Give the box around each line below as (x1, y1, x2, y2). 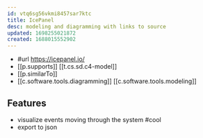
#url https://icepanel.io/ (17, 55, 86, 63)
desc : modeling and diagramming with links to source (7, 23, 167, 30)
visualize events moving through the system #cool (17, 115, 161, 123)
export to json (17, 123, 58, 131)
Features (7, 97, 47, 109)
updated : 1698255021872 (7, 29, 76, 37)
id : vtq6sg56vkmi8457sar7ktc (7, 10, 92, 17)
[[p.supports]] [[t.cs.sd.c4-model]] (17, 62, 117, 71)
